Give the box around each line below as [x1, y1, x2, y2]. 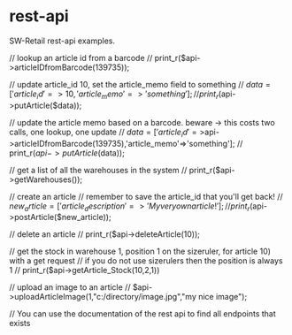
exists [9, 318, 31, 329]
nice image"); [197, 292, 248, 302]
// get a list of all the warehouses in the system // [9, 164, 188, 175]
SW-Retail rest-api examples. [9, 35, 115, 46]
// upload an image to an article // [9, 282, 131, 293]
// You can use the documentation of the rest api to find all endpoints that [9, 308, 276, 319]
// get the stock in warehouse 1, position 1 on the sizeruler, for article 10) [9, 246, 272, 257]
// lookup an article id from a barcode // [9, 52, 153, 63]
